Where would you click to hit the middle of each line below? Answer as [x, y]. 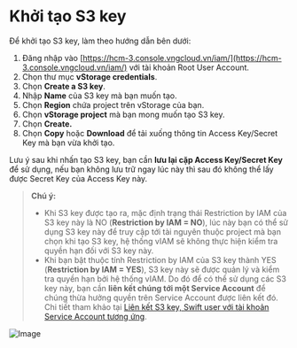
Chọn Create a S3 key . [64, 86]
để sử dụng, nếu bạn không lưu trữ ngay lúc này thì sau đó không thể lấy [141, 169]
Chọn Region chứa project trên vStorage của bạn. [113, 104]
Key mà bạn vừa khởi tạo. [68, 143]
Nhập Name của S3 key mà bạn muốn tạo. [99, 96]
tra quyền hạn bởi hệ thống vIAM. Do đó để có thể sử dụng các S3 [165, 278]
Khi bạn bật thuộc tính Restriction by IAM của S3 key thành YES [160, 259]
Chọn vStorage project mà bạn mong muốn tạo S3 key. [123, 114]
